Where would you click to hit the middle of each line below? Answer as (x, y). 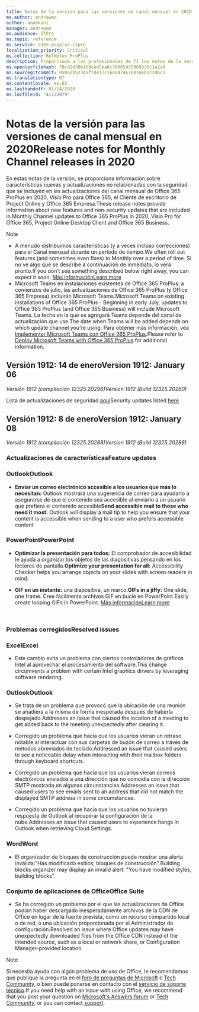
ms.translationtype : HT (36, 78)
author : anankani (28, 23)
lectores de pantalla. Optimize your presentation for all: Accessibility (99, 566)
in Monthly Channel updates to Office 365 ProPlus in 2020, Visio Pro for (94, 216)
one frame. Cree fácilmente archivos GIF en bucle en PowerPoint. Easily (102, 596)
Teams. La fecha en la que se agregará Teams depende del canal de (98, 315)
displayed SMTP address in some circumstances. (75, 798)
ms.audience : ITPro (30, 34)
